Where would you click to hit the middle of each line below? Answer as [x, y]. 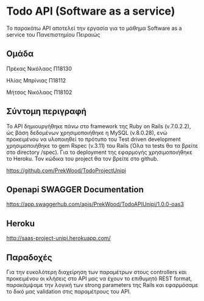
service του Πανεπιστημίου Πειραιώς [53, 34]
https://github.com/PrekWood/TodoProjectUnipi [66, 170]
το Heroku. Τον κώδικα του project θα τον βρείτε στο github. [83, 158]
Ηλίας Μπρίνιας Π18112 [36, 80]
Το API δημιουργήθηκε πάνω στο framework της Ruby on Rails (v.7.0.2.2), [99, 126]
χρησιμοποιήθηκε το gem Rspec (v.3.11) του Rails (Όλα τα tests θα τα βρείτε [102, 145]
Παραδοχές [29, 257]
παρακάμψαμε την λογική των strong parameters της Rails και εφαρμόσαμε [102, 285]
